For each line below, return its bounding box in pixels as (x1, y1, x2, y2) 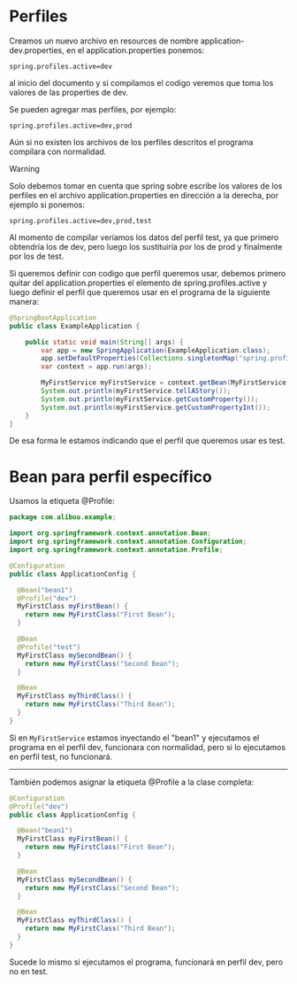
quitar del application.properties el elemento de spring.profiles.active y (9, 277, 268, 288)
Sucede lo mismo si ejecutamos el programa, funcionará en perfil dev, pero (9, 957, 284, 967)
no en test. (9, 965, 49, 976)
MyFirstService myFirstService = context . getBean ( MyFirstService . (41, 378, 291, 387)
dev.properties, (9, 44, 65, 55)
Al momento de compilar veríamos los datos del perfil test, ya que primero (9, 232, 279, 243)
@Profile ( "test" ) (17, 642, 81, 652)
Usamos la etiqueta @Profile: (9, 496, 115, 507)
